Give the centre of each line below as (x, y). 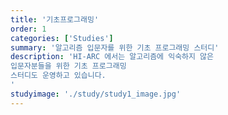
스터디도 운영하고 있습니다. (58, 76)
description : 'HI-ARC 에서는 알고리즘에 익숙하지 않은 (112, 57)
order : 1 (28, 29)
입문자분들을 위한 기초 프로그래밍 (68, 66)
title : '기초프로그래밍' (55, 19)
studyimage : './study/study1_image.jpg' (96, 94)
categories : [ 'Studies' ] (62, 38)
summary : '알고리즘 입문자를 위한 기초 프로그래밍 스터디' (115, 47)
